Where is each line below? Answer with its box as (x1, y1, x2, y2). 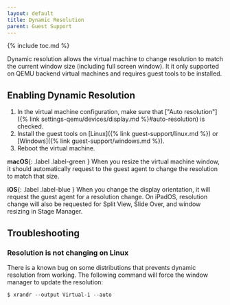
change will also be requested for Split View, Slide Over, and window (7, 200, 201, 208)
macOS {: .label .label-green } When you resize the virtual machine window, (7, 157, 220, 166)
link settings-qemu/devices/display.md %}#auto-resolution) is (30, 115, 205, 124)
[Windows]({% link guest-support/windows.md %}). (16, 137, 165, 145)
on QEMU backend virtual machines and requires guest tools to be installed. (7, 69, 222, 78)
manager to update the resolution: (7, 278, 104, 286)
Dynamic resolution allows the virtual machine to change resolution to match (7, 55, 224, 63)
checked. (16, 122, 44, 131)
